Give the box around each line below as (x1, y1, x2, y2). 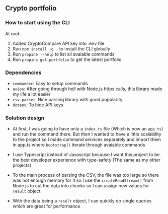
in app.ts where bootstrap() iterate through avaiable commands (12, 142, 145, 148)
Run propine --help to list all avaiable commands (12, 51, 115, 57)
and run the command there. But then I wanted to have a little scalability (12, 131, 162, 137)
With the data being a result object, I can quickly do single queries (12, 198, 152, 204)
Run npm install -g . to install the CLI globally (12, 45, 111, 52)
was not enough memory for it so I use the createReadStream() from (12, 177, 153, 183)
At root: (5, 30, 21, 37)
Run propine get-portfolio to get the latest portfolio (12, 56, 122, 62)
